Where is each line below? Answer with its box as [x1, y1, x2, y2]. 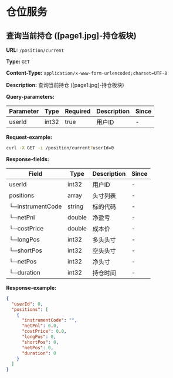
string [67, 202, 84, 210]
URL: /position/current [6, 46, 65, 53]
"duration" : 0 [21, 350, 57, 356]
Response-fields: [6, 155, 50, 162]
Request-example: [6, 133, 53, 141]
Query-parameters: [6, 93, 55, 100]
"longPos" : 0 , [21, 334, 57, 340]
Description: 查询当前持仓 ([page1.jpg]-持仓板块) [6, 82, 124, 88]
